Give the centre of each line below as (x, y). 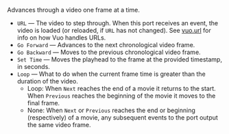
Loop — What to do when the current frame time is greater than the (111, 74)
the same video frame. (59, 125)
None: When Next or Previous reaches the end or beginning (111, 110)
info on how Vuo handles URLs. (61, 38)
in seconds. (33, 67)
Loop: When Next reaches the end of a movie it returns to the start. (121, 89)
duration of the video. (48, 81)
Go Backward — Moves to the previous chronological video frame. (109, 52)
